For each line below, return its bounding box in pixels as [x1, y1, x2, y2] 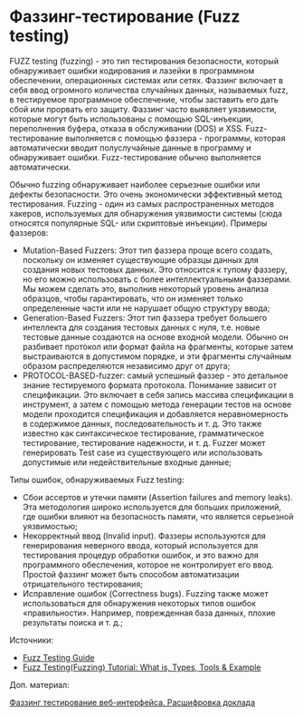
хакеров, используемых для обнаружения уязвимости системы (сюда [9, 208, 283, 218]
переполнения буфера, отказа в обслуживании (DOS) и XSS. [9, 122, 244, 133]
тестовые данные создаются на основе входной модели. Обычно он [22, 331, 289, 342]
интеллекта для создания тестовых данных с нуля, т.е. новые [22, 322, 260, 333]
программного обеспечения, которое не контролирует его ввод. [22, 559, 274, 570]
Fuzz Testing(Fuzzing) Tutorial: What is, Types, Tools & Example [22, 662, 261, 673]
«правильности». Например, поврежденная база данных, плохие [22, 607, 276, 618]
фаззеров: [9, 227, 49, 237]
